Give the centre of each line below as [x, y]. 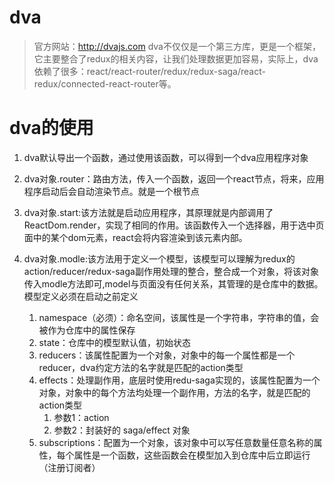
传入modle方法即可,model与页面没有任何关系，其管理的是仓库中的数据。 [173, 283]
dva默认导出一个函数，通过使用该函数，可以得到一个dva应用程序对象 [166, 157]
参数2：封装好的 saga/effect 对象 [122, 430]
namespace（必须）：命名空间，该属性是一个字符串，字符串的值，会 [179, 317]
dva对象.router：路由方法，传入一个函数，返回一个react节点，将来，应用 [174, 178]
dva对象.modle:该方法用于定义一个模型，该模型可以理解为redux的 [159, 258]
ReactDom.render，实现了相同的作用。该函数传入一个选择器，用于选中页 [174, 225]
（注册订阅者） [69, 467]
